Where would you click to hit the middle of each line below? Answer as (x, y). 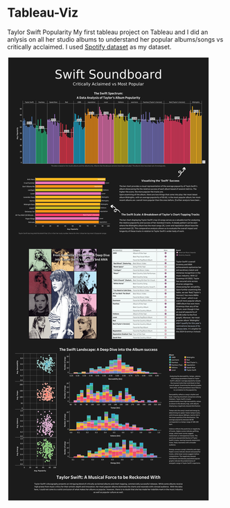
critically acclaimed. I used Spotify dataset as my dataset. (89, 47)
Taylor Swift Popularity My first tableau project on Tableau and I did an (108, 32)
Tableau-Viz (43, 13)
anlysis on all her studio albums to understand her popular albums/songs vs (115, 39)
